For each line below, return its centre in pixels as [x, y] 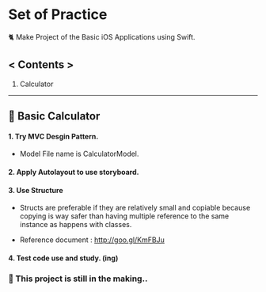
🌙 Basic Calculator [54, 116]
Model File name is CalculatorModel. [79, 154]
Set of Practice [58, 15]
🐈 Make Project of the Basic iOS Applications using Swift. [102, 36]
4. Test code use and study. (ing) [63, 258]
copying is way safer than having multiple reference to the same [124, 216]
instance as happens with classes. [76, 225]
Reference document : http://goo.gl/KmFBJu [92, 240]
